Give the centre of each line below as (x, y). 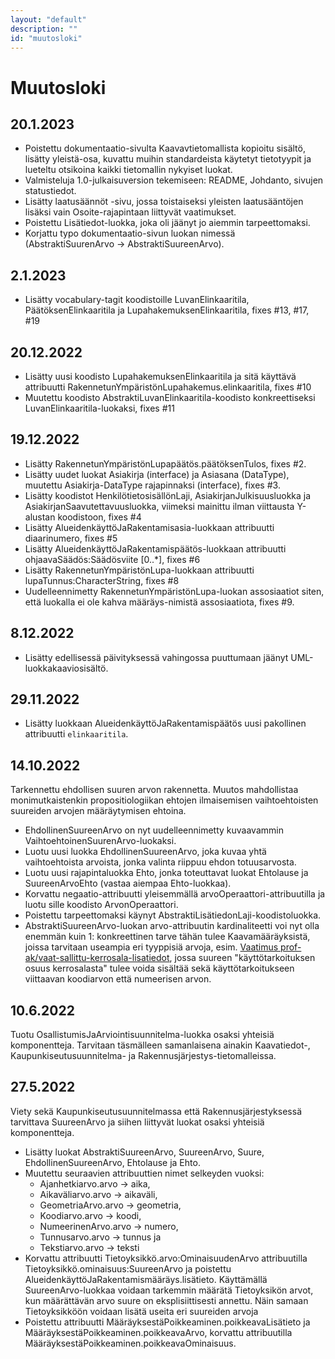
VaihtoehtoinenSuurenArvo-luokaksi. (100, 841)
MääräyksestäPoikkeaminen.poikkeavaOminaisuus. (130, 1343)
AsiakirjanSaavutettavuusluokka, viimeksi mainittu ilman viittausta (159, 506)
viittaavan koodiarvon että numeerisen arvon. (118, 979)
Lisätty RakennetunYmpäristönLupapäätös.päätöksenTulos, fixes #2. (165, 463)
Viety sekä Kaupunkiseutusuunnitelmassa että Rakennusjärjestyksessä (156, 1111)
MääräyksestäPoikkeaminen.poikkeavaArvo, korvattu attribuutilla (158, 1332)
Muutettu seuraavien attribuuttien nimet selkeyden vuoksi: (144, 1173)
